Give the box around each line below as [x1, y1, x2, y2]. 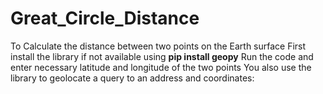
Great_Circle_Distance [10, 7, 200, 30]
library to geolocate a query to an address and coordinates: [10, 72, 255, 84]
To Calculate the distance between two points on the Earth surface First [10, 40, 307, 52]
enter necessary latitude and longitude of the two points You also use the [10, 61, 312, 73]
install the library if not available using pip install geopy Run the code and [10, 50, 314, 62]
